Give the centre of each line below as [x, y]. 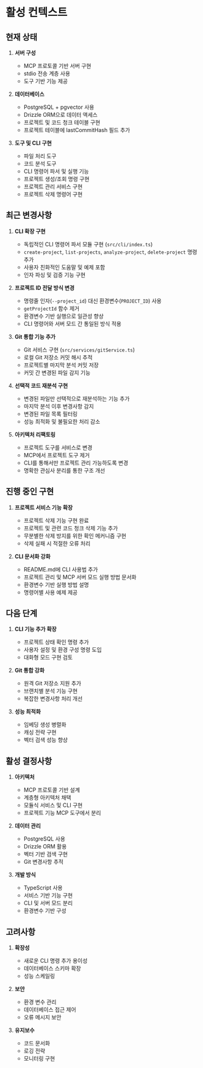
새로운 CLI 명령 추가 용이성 [55, 961]
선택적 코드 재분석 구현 [41, 385]
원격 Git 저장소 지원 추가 [52, 683]
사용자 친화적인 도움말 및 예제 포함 [64, 267]
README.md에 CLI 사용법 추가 [61, 569]
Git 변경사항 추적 [44, 862]
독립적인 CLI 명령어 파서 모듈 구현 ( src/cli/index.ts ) [88, 244]
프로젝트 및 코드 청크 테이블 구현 [62, 122]
